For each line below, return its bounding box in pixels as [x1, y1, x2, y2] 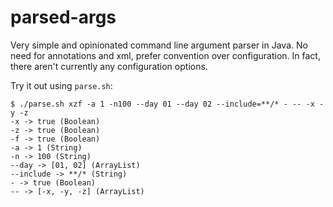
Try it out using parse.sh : [10, 79, 113, 91]
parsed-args [10, 6, 117, 29]
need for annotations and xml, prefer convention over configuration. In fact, [10, 49, 321, 61]
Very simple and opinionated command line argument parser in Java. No [10, 39, 308, 51]
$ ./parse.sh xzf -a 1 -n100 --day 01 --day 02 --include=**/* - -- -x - [10, 99, 325, 109]
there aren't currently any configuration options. [10, 60, 208, 72]
